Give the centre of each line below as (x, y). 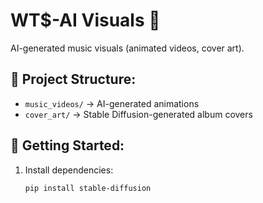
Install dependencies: (69, 170)
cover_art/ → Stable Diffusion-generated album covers (138, 114)
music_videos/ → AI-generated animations (112, 103)
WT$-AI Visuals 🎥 (85, 20)
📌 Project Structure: (73, 79)
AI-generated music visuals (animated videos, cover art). (127, 48)
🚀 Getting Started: (67, 145)
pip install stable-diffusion (88, 188)
